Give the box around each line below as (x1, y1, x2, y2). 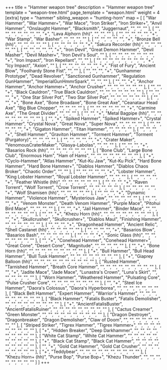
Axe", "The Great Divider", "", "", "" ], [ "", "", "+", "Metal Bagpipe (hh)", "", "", (5, 110, 163, 116)
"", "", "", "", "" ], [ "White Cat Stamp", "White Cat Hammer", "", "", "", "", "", (5, 333, 158, 339)
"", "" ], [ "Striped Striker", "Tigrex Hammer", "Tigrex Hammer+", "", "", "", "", (5, 322, 162, 328)
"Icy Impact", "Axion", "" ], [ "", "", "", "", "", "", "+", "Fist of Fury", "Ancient (5, 62, 156, 68)
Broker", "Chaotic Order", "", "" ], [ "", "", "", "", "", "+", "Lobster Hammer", (5, 169, 156, 174)
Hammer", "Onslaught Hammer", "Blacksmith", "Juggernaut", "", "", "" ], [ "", (5, 25, 161, 31)
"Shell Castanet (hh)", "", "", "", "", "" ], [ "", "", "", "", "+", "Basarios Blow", (5, 227, 156, 232)
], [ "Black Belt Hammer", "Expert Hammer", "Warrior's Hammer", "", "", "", (5, 290, 157, 296)
